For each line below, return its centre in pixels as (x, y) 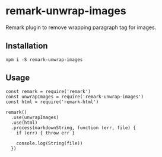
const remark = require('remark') (48, 91)
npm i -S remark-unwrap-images (44, 60)
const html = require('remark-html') (52, 102)
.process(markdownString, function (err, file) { (73, 128)
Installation (27, 46)
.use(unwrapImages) (35, 117)
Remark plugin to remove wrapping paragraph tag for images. (81, 27)
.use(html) (24, 123)
